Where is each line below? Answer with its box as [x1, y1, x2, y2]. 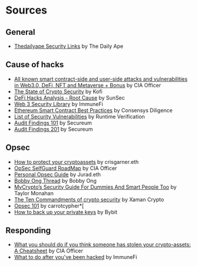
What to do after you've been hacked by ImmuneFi [14, 254, 137, 261]
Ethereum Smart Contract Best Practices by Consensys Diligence [14, 107, 173, 114]
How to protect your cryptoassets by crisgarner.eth [14, 158, 139, 165]
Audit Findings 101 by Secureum [14, 119, 92, 126]
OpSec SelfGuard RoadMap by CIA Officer [14, 165, 117, 172]
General [5, 27, 36, 37]
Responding [5, 225, 51, 236]
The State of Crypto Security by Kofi [14, 88, 103, 95]
